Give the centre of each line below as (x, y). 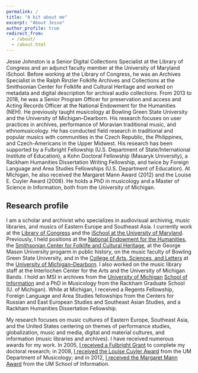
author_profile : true (33, 28)
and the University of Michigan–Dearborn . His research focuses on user (94, 118)
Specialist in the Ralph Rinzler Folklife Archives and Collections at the (90, 80)
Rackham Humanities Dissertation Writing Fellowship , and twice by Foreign (98, 162)
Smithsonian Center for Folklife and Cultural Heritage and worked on (90, 86)
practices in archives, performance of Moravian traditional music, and (91, 124)
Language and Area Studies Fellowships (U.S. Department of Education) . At (98, 168)
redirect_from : (25, 34)
